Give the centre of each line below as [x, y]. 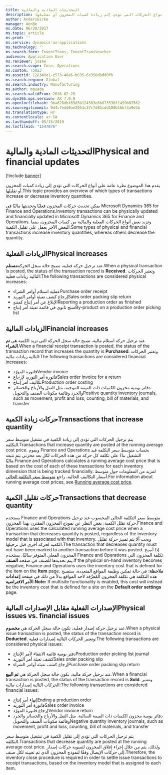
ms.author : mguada [25, 89]
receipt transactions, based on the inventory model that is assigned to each [83, 762]
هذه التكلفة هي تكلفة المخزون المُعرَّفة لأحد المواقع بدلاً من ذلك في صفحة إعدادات [81, 576]
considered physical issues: [34, 644]
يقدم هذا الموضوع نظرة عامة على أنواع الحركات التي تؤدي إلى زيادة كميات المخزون [83, 186]
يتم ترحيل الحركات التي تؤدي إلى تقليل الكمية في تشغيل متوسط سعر [70, 736]
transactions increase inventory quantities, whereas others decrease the [80, 233]
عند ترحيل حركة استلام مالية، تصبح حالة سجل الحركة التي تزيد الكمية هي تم [75, 341]
